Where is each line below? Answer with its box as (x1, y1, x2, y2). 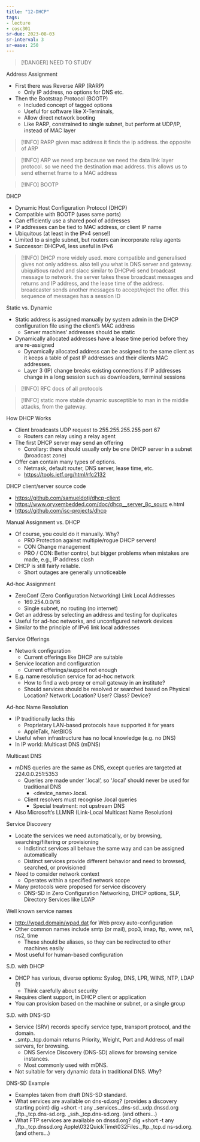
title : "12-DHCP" (6, 8, 50, 15)
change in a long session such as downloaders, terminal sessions (23, 373, 186, 380)
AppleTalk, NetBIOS (23, 728, 72, 735)
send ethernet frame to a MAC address (20, 169, 117, 176)
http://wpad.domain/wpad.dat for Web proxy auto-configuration (14, 919, 173, 926)
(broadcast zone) (23, 451, 67, 459)
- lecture (6, 20, 31, 26)
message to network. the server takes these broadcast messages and (20, 273, 193, 280)
